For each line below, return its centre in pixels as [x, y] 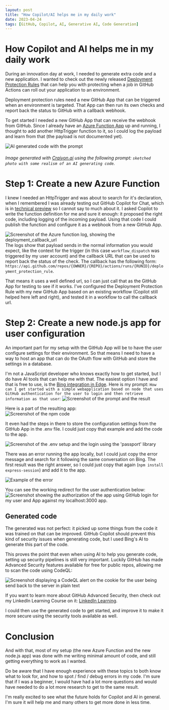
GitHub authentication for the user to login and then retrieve [74, 393]
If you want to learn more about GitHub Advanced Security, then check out [83, 596]
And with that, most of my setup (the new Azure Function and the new [78, 650]
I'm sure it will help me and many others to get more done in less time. [78, 702]
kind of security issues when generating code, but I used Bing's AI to [77, 539]
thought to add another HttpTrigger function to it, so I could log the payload [83, 131]
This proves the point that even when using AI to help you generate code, [81, 554]
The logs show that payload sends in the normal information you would [79, 245]
